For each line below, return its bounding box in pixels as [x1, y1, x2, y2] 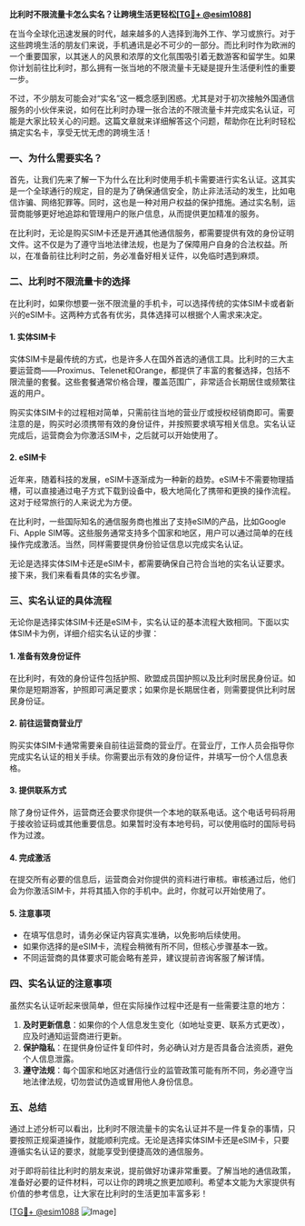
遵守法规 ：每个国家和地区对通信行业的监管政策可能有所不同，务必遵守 [22, 1064, 286, 1075]
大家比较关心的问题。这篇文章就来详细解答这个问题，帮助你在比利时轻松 [25, 115, 296, 126]
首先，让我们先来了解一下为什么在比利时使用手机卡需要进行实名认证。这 [9, 174, 280, 185]
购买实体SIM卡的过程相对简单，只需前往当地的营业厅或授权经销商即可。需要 [9, 406, 295, 417]
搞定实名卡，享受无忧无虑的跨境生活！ [9, 127, 152, 137]
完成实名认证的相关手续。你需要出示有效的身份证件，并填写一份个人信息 [9, 751, 280, 762]
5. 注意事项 [9, 908, 51, 919]
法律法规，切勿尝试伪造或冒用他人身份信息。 [30, 1076, 198, 1087]
